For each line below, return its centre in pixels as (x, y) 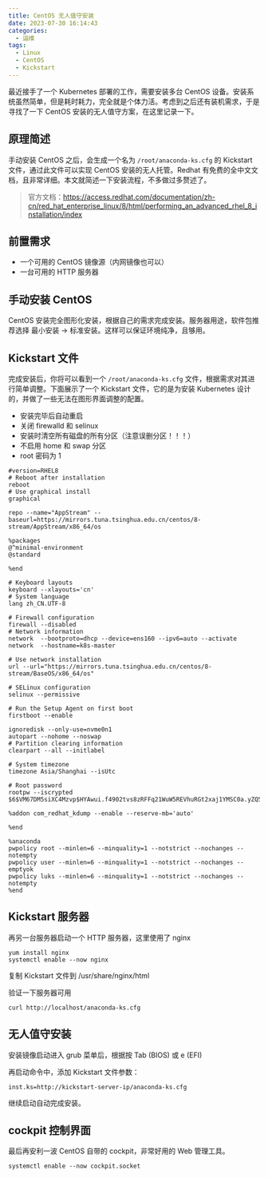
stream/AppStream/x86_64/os (55, 527)
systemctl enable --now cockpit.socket (75, 1166)
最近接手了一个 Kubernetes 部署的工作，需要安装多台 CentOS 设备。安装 (128, 91)
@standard (25, 555)
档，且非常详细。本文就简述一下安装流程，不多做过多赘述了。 (110, 180)
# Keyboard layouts (41, 583)
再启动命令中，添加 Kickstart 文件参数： (74, 1072)
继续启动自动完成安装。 (47, 1103)
